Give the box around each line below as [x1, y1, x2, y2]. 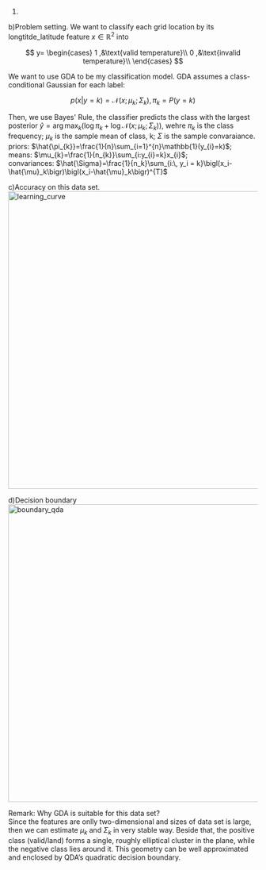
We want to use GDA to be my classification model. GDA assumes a [8, 71, 229, 81]
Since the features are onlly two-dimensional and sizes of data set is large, [8, 817, 252, 826]
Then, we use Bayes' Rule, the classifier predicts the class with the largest [8, 113, 251, 122]
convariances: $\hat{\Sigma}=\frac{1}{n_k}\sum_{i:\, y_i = [8, 159, 196, 168]
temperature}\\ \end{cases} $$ [82, 56, 184, 66]
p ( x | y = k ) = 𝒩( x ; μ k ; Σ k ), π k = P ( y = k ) [70, 95, 196, 106]
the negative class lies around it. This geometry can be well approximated [8, 844, 249, 853]
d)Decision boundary [8, 495, 78, 505]
